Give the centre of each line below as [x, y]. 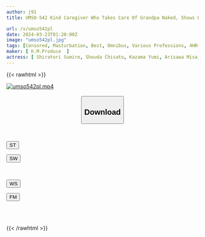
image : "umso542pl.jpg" [37, 40]
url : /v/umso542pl [30, 29]
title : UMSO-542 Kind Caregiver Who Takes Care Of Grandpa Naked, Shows [101, 18]
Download [103, 112]
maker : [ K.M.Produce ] [38, 52]
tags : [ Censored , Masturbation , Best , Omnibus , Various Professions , [97, 46]
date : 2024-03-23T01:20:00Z [42, 34]
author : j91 [21, 12]
